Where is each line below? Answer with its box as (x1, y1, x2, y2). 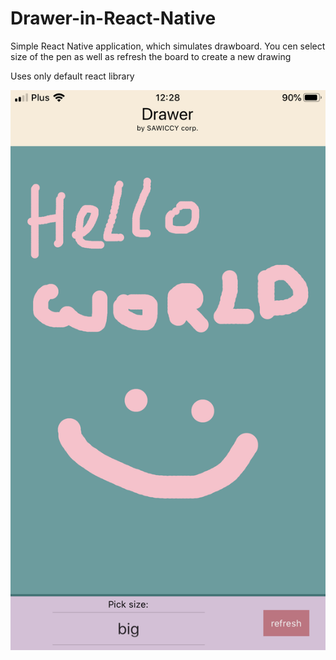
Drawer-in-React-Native (10, 7, 217, 30)
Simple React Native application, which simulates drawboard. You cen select (10, 40, 326, 52)
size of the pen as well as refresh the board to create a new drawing (10, 50, 292, 62)
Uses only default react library (10, 70, 135, 82)
